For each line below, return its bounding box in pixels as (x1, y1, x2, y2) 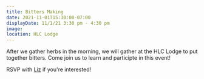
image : (6, 25, 23, 32)
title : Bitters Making (6, 8, 64, 15)
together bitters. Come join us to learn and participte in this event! (6, 54, 171, 62)
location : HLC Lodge (6, 31, 59, 37)
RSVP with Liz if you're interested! (6, 66, 92, 73)
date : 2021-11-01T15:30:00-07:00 (6, 14, 91, 21)
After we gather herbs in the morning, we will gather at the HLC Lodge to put (6, 48, 198, 55)
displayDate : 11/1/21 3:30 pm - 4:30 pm (6, 20, 110, 26)
